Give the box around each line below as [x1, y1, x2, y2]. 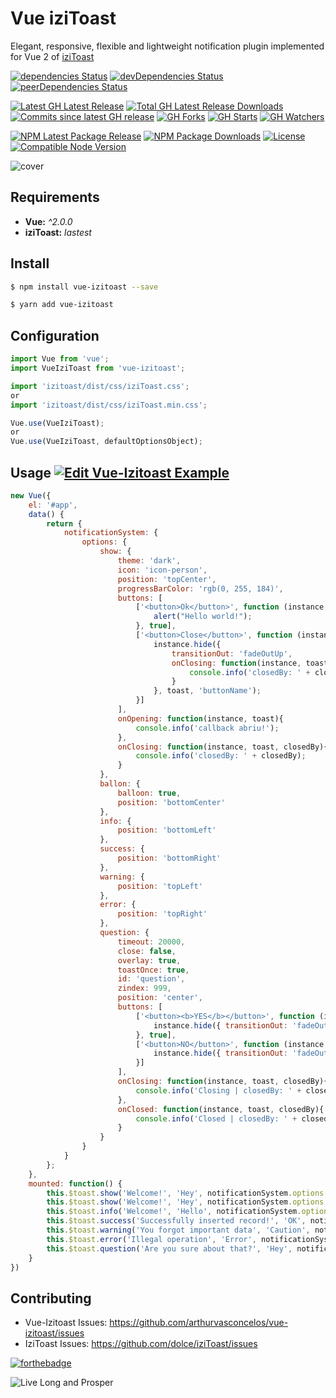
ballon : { [99, 779, 141, 789]
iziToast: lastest [24, 226, 92, 238]
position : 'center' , [117, 993, 203, 1003]
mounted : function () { [28, 1178, 123, 1189]
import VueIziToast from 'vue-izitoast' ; [10, 363, 186, 373]
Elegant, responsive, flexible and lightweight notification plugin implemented [10, 40, 325, 52]
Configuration [10, 327, 100, 344]
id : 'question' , [117, 974, 186, 984]
